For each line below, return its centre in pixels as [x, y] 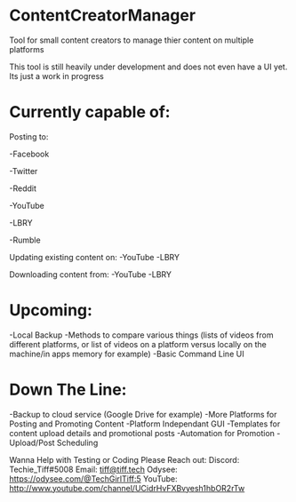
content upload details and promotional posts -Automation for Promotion [142, 433]
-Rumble [25, 240]
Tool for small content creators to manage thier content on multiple [132, 40]
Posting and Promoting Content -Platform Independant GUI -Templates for [145, 424]
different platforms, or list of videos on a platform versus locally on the [138, 344]
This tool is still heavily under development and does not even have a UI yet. [148, 67]
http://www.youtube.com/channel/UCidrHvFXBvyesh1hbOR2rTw [127, 488]
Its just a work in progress [56, 76]
